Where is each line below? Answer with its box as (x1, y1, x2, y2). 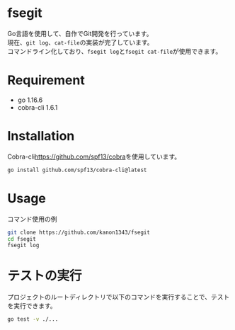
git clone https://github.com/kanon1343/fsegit (7, 229, 151, 236)
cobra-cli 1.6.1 (17, 103, 58, 111)
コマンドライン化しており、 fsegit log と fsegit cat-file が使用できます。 (7, 47, 222, 55)
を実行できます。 (7, 302, 57, 310)
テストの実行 (7, 268, 83, 284)
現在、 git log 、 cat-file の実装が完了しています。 (7, 38, 154, 47)
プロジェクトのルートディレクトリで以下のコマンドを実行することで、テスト (7, 292, 230, 302)
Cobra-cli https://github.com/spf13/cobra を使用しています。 (7, 152, 181, 161)
